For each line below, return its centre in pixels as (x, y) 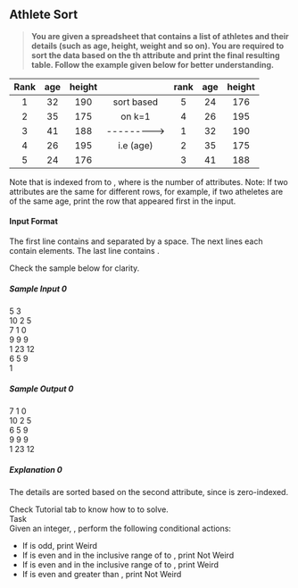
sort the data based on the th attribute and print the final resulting (155, 55)
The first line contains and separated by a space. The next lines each (136, 241)
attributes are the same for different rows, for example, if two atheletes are (146, 191)
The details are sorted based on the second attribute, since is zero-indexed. (149, 491)
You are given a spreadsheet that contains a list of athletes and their (160, 36)
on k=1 (135, 116)
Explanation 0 (36, 469)
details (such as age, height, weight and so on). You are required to (157, 46)
